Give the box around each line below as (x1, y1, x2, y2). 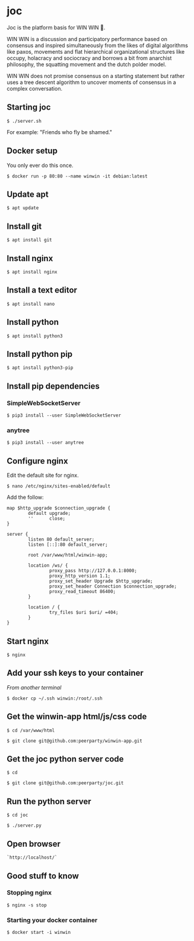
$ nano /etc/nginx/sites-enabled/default (7, 483, 111, 489)
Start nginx (7, 636, 49, 646)
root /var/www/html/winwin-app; (28, 552, 109, 558)
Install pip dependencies (7, 381, 100, 391)
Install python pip (7, 349, 73, 359)
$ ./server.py (7, 822, 42, 829)
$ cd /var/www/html (7, 727, 55, 734)
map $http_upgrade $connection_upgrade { (7, 505, 111, 511)
